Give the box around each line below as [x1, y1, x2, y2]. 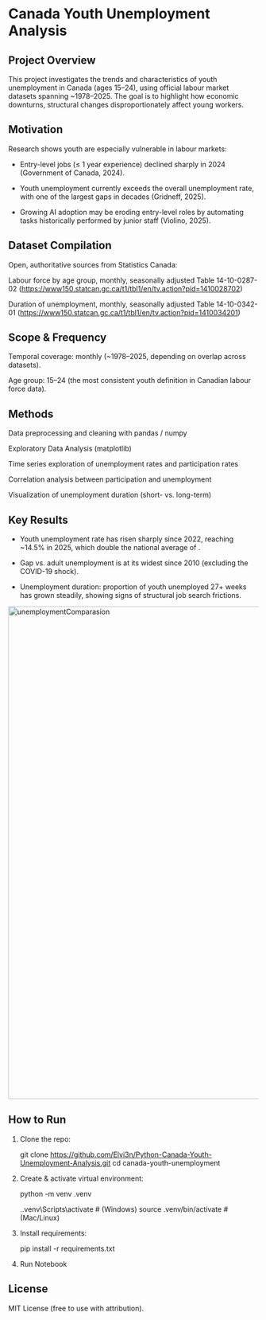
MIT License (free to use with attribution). [8, 1303, 145, 1313]
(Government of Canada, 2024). [19, 168, 125, 178]
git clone [19, 1150, 49, 1159]
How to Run [8, 1113, 67, 1127]
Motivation [8, 123, 64, 136]
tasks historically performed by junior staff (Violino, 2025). [19, 216, 211, 225]
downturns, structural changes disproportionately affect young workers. [8, 100, 245, 109]
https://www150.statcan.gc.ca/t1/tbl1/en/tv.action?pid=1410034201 [19, 307, 238, 317]
